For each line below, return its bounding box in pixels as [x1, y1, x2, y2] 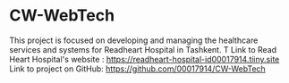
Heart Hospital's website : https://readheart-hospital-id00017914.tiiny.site [9, 54, 280, 64]
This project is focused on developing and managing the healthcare [9, 35, 259, 46]
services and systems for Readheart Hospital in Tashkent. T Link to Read [9, 44, 277, 54]
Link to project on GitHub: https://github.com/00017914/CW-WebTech [9, 63, 266, 74]
